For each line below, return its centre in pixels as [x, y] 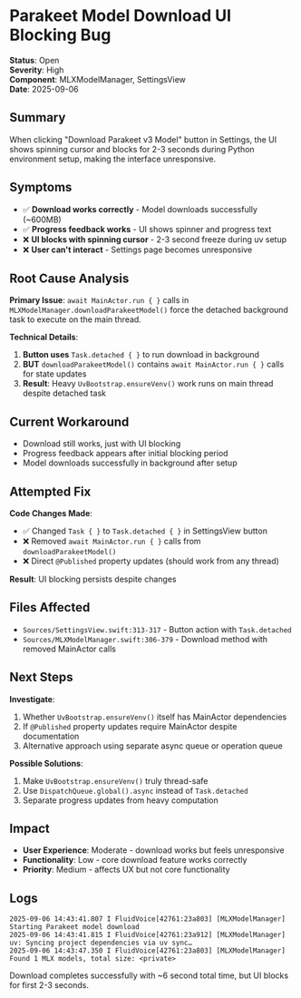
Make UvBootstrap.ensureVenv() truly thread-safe [115, 780]
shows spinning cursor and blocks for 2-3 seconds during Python [132, 149]
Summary [38, 117]
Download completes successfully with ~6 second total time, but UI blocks [149, 975]
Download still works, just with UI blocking [102, 444]
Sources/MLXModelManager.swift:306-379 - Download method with [145, 639]
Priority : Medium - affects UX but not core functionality [126, 870]
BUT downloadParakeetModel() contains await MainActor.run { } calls [153, 365]
